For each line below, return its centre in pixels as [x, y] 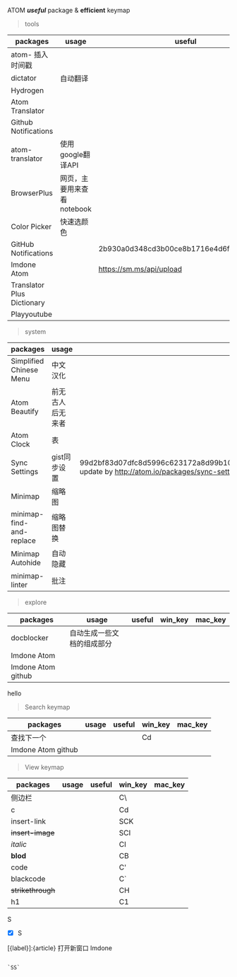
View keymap [44, 767]
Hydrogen [28, 90]
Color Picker [31, 227]
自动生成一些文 [95, 633]
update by [96, 472]
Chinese [25, 370]
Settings [25, 472]
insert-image [33, 833]
